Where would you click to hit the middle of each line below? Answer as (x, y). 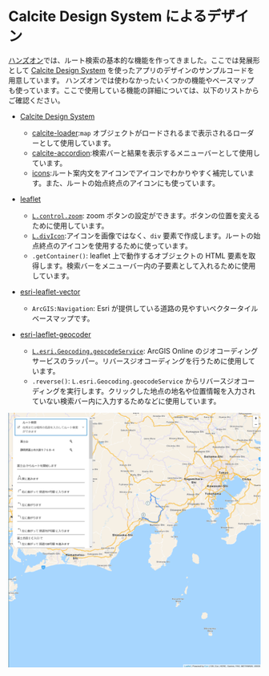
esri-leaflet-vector (50, 291)
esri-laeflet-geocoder (56, 334)
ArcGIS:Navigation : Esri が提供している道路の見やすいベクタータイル (145, 308)
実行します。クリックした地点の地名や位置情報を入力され (161, 391)
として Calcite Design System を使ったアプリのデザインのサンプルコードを (131, 70)
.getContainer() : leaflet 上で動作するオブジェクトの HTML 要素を (140, 255)
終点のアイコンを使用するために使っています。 (115, 245)
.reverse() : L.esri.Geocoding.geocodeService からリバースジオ (137, 381)
